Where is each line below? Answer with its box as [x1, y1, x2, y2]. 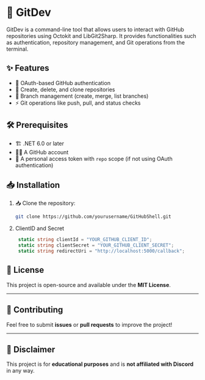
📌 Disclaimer [6, 344, 56, 354]
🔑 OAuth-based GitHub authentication [15, 79, 111, 86]
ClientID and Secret [15, 225, 65, 232]
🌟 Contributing [6, 305, 63, 315]
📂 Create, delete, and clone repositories [15, 86, 115, 93]
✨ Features [6, 63, 49, 73]
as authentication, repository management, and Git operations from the [6, 39, 185, 46]
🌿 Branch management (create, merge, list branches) [15, 92, 149, 100]
